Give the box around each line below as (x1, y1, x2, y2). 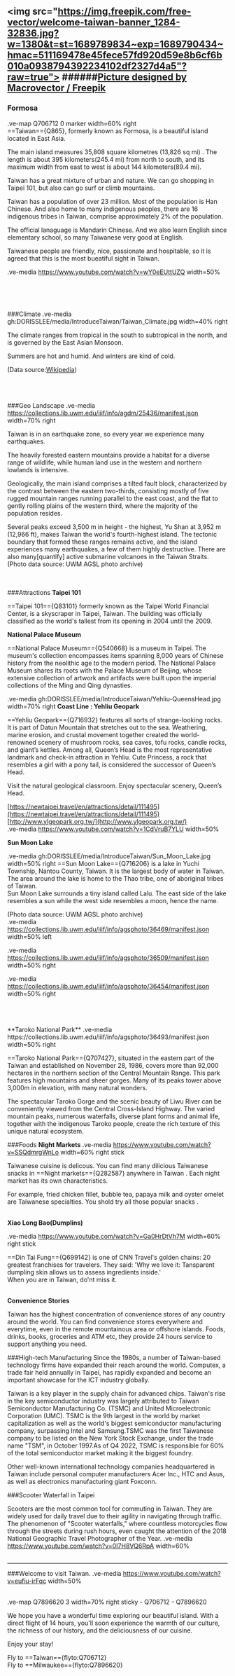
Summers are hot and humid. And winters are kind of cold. (7, 352, 176, 360)
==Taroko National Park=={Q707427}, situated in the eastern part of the (7, 1054, 215, 1062)
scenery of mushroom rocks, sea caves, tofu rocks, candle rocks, (38, 738, 227, 746)
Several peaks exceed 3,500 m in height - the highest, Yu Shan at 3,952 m (7, 522, 222, 531)
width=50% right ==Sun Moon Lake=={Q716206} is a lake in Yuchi (7, 859, 199, 867)
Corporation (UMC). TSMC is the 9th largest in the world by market (7, 1411, 201, 1420)
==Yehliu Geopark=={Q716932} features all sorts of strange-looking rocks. (7, 715, 222, 724)
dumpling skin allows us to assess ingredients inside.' (7, 1268, 162, 1276)
